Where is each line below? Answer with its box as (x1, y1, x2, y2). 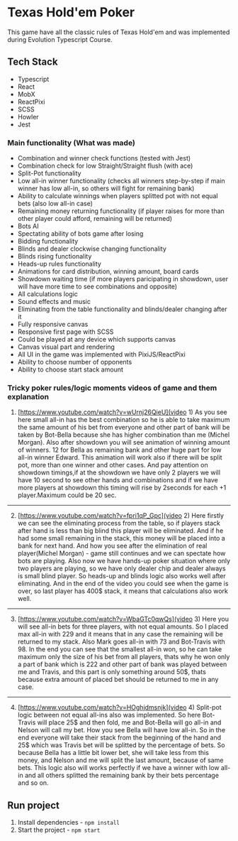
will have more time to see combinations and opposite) (17, 282, 178, 291)
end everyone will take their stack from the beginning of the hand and (17, 733, 222, 742)
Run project (7, 799, 60, 811)
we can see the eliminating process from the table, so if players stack (17, 519, 221, 528)
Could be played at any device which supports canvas (17, 335, 176, 344)
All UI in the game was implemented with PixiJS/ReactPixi (17, 350, 186, 359)
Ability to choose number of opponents (17, 358, 132, 367)
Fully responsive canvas (17, 320, 89, 329)
